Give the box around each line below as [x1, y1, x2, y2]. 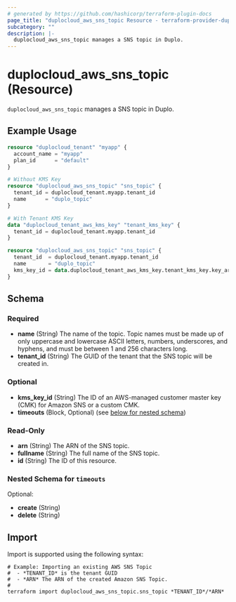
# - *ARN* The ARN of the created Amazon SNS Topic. [7, 576, 169, 583]
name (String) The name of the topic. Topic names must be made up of [17, 329, 224, 338]
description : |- [7, 30, 55, 37]
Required [7, 313, 39, 323]
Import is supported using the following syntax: [7, 550, 144, 558]
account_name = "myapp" [13, 150, 83, 157]
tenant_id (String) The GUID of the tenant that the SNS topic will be [17, 352, 213, 360]
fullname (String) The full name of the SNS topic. [17, 449, 160, 457]
